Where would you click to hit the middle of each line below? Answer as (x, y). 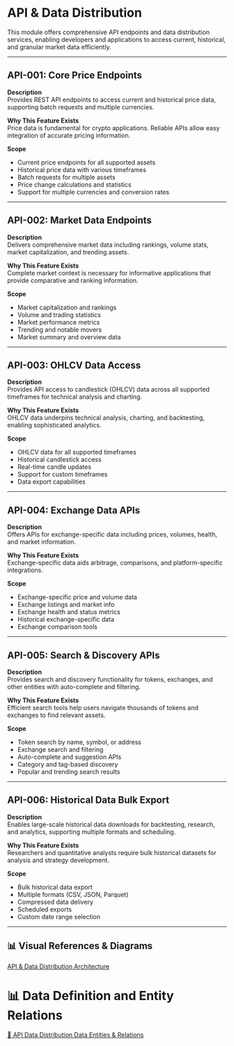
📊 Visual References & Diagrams (80, 946)
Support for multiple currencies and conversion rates (93, 192)
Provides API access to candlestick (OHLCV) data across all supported (109, 390)
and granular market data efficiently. (59, 47)
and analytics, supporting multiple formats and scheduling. (92, 831)
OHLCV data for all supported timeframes (77, 452)
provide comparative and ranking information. (73, 280)
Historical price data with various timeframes (81, 169)
